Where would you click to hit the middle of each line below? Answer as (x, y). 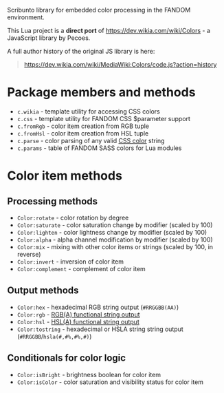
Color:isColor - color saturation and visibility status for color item (110, 382)
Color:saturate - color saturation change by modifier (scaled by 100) (115, 225)
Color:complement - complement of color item (81, 268)
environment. (26, 17)
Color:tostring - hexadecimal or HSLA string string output (100, 329)
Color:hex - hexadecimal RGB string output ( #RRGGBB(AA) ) (98, 307)
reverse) (29, 254)
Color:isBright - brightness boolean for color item (89, 374)
